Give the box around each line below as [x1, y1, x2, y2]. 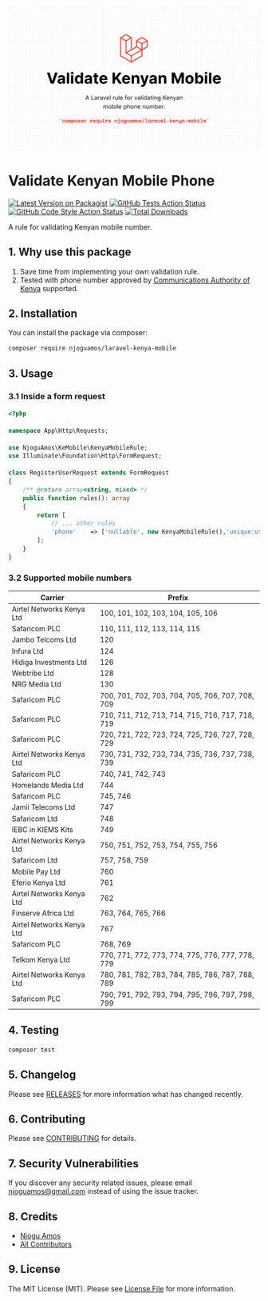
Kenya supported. [19, 283, 79, 293]
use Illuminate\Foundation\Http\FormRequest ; [8, 452, 162, 460]
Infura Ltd [11, 646, 44, 655]
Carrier [40, 592, 65, 602]
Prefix [167, 592, 189, 602]
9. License [8, 1263, 61, 1276]
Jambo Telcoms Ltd [11, 635, 77, 645]
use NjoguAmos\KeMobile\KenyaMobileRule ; [8, 443, 148, 451]
